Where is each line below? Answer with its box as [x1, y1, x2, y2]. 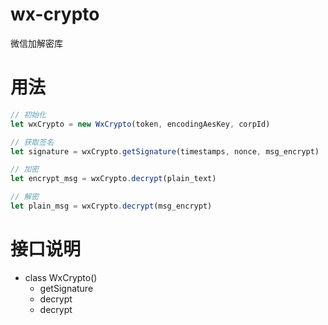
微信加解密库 [10, 37, 63, 49]
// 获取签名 [10, 137, 55, 147]
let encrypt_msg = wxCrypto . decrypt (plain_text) [10, 174, 217, 184]
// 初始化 [10, 109, 47, 120]
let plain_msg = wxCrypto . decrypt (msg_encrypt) [10, 201, 213, 211]
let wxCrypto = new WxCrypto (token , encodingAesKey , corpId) [10, 119, 271, 129]
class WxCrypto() [24, 271, 98, 283]
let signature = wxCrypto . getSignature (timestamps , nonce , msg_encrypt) [10, 146, 320, 157]
